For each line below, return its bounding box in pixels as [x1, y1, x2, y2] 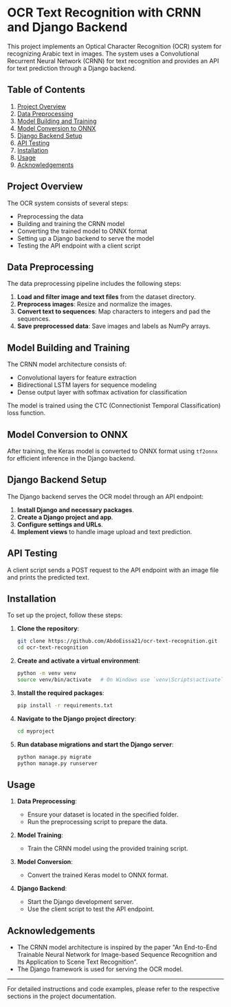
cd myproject [16, 727, 55, 735]
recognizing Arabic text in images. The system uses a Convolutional [7, 49, 199, 58]
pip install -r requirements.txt [16, 702, 113, 709]
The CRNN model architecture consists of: [7, 360, 127, 368]
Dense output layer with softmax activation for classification [16, 388, 187, 397]
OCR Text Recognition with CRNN [7, 5, 201, 21]
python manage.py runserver [16, 760, 98, 767]
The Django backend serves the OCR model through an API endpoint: [7, 492, 204, 500]
